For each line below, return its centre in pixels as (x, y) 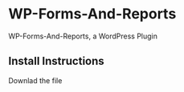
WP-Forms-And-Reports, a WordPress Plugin (83, 36)
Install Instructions (56, 61)
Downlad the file (35, 80)
